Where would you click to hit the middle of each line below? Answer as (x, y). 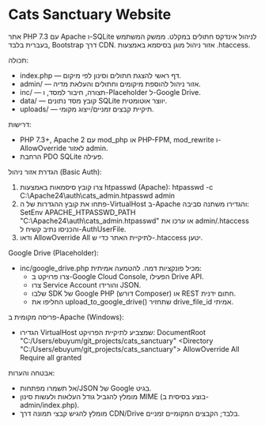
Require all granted (50, 357)
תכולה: (19, 60)
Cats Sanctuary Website (90, 15)
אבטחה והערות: (32, 372)
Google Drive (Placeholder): (53, 253)
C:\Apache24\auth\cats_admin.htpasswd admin (97, 195)
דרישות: (20, 124)
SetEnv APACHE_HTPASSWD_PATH (78, 212)
